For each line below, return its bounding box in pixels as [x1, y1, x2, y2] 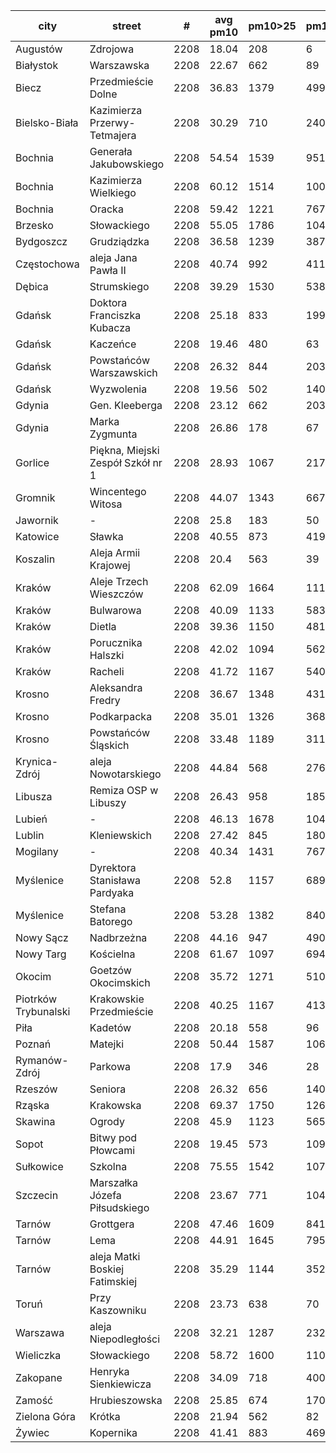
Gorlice [15, 456, 50, 469]
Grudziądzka [89, 235, 150, 248]
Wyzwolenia [89, 382, 148, 396]
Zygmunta [89, 427, 138, 441]
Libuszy [89, 796, 127, 809]
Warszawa [15, 1326, 65, 1339]
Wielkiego [89, 186, 137, 199]
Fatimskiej [89, 1275, 138, 1288]
